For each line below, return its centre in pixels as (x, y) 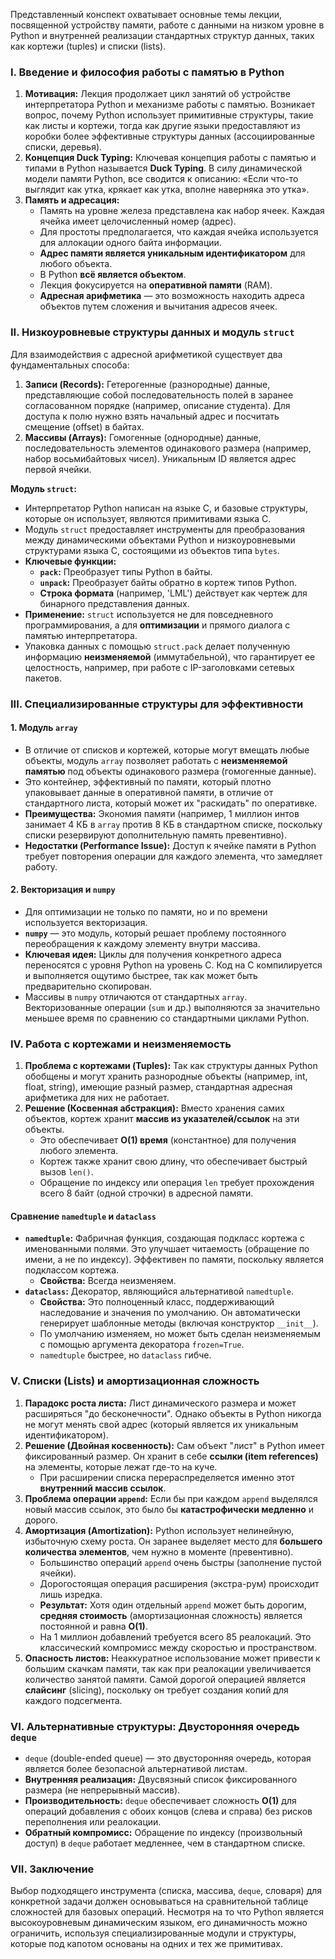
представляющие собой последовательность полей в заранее (159, 395)
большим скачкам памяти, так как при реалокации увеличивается (168, 1668)
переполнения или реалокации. (93, 1822)
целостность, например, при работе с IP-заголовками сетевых (159, 667)
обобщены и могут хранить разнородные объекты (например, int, (166, 1076)
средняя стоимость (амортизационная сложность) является (171, 1615)
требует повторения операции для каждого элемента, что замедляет (173, 856)
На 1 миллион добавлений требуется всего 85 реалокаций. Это (175, 1636)
